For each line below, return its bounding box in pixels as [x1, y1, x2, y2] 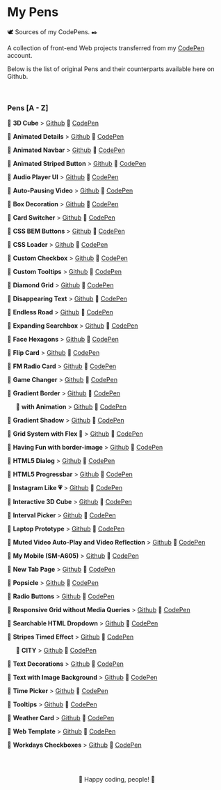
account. [7, 51, 33, 59]
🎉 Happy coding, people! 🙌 [79, 775, 155, 784]
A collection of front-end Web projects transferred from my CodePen [7, 43, 205, 52]
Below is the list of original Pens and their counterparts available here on [7, 64, 215, 73]
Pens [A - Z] [7, 102, 49, 112]
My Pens [7, 4, 59, 20]
